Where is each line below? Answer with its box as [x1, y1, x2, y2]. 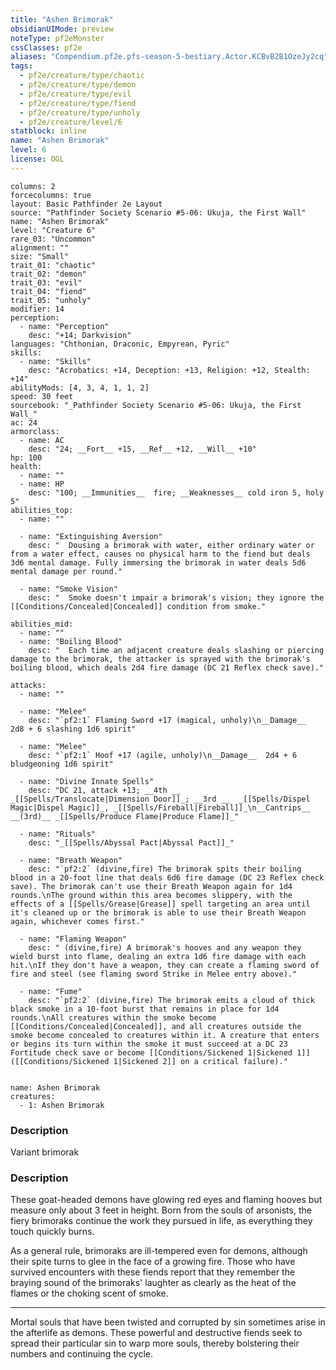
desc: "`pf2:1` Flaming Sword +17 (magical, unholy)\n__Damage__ [28, 715, 307, 725]
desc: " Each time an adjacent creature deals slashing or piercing [28, 645, 325, 655]
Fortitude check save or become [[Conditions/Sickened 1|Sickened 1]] [10, 1047, 311, 1058]
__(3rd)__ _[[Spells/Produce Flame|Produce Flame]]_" [10, 811, 240, 821]
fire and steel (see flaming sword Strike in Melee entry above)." [10, 969, 298, 979]
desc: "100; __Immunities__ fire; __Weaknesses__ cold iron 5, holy [28, 487, 325, 498]
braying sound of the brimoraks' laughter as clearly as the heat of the [10, 1277, 297, 1289]
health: [10, 461, 43, 471]
